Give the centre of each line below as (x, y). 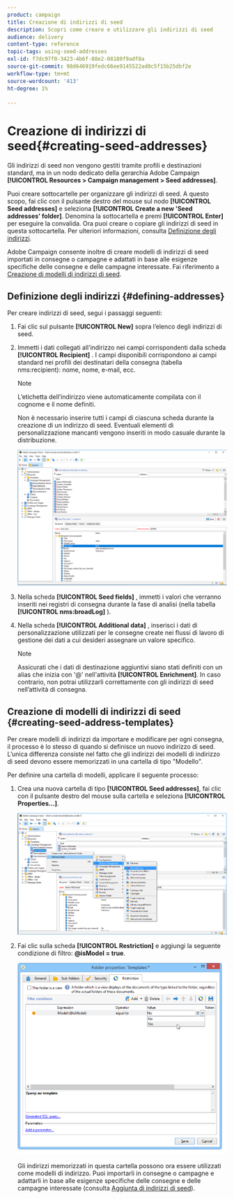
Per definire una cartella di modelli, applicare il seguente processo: (103, 775)
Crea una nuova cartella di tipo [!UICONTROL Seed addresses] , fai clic (119, 789)
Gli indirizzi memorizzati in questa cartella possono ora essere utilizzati (119, 1166)
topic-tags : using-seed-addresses (57, 52)
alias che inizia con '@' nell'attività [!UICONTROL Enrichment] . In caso (119, 675)
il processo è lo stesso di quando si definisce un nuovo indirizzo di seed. (111, 747)
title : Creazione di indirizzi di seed (65, 22)
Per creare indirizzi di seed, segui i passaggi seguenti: (85, 313)
